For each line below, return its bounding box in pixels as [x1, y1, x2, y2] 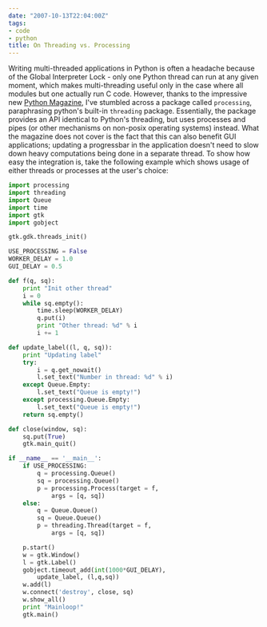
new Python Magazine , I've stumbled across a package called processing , [8, 98, 253, 107]
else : [22, 499, 42, 508]
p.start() [22, 543, 56, 552]
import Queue [8, 196, 52, 204]
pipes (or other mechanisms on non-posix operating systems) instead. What [8, 123, 260, 133]
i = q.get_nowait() [37, 366, 102, 374]
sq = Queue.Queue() [37, 514, 102, 522]
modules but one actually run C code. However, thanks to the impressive [8, 89, 248, 99]
